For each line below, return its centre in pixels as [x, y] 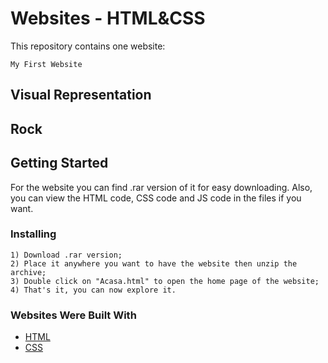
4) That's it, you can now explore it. [93, 290]
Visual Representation [81, 95]
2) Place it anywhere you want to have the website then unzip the [154, 263]
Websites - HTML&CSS [108, 18]
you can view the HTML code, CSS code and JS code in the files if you [156, 198]
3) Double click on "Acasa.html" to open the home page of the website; [165, 281]
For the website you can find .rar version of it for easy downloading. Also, [161, 187]
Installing [33, 234]
